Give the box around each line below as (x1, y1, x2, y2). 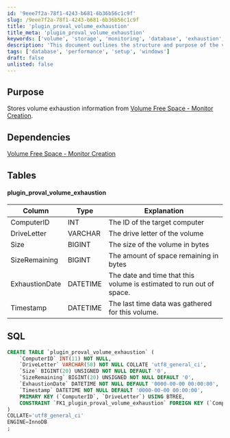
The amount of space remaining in (108, 250, 219, 260)
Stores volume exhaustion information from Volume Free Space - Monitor (7, 104, 214, 113)
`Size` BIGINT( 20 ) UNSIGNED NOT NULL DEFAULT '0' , (19, 368, 167, 375)
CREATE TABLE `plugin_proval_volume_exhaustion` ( (7, 348, 155, 356)
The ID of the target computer (108, 217, 204, 227)
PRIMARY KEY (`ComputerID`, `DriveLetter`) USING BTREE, (19, 393, 186, 400)
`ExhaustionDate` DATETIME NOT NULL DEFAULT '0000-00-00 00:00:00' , (19, 381, 219, 387)
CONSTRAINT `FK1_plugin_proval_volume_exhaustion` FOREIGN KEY (19, 400, 204, 407)
